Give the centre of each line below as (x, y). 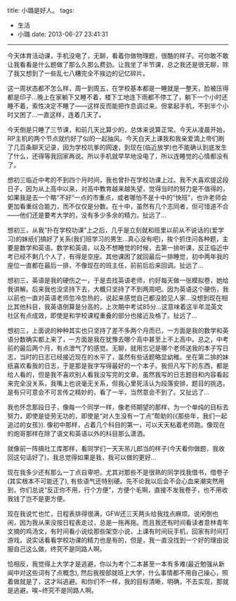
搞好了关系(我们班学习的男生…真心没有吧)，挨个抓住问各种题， (131, 239)
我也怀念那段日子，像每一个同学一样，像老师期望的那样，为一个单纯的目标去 (118, 407)
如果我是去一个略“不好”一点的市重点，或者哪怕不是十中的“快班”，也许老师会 (117, 197)
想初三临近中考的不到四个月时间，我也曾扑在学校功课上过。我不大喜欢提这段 (118, 180)
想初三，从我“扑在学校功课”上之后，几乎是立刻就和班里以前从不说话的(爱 (113, 230)
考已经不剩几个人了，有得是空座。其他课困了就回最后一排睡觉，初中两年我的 (118, 256)
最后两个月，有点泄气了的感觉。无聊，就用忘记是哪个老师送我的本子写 (121, 348)
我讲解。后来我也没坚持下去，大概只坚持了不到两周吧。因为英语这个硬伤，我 (118, 289)
